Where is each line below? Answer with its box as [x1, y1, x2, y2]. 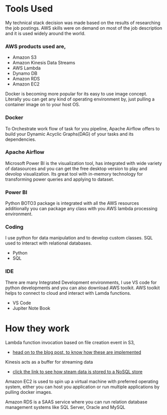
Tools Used [5, 3, 53, 15]
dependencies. [5, 136, 36, 142]
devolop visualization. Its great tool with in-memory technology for [5, 171, 143, 177]
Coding [5, 223, 24, 230]
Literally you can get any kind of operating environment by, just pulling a [5, 96, 155, 102]
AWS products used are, [5, 43, 66, 50]
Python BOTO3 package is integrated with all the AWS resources [5, 200, 139, 206]
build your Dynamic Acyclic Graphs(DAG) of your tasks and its [5, 131, 134, 137]
